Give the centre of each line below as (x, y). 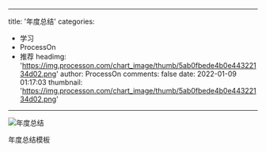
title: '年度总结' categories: (51, 21)
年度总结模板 (29, 140)
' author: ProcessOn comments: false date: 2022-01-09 (146, 74)
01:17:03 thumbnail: (51, 82)
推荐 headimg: (43, 57)
